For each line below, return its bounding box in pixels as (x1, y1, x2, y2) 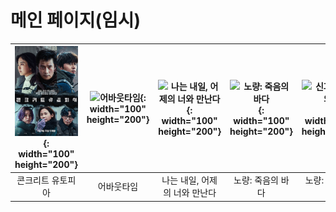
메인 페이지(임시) (10, 9, 142, 32)
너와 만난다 (173, 187, 217, 199)
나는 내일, (161, 174, 200, 186)
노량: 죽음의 (233, 174, 279, 186)
